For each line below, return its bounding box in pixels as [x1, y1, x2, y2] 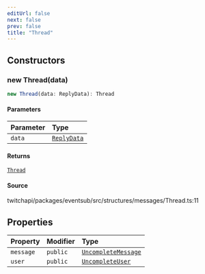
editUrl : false [7, 10, 51, 17]
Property [10, 237, 40, 247]
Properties [7, 216, 53, 228]
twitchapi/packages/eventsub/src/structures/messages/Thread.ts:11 [7, 197, 200, 205]
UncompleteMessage [81, 248, 141, 256]
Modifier [46, 237, 75, 247]
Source [7, 181, 29, 189]
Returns [7, 151, 31, 160]
